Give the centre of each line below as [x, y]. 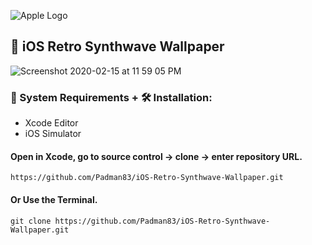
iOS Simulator [53, 134]
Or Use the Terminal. [54, 199]
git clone [31, 221]
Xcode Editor [51, 123]
